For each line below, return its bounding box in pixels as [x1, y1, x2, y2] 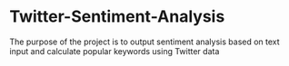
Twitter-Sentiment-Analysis [9, 6, 225, 27]
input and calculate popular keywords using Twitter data [9, 45, 220, 56]
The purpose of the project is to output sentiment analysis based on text [9, 36, 280, 47]
